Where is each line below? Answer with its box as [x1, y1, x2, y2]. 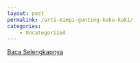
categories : [7, 23, 41, 29]
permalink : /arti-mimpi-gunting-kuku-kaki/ [7, 16, 134, 23]
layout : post [7, 10, 45, 17]
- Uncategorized [19, 29, 67, 36]
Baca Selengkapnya [7, 48, 64, 56]
